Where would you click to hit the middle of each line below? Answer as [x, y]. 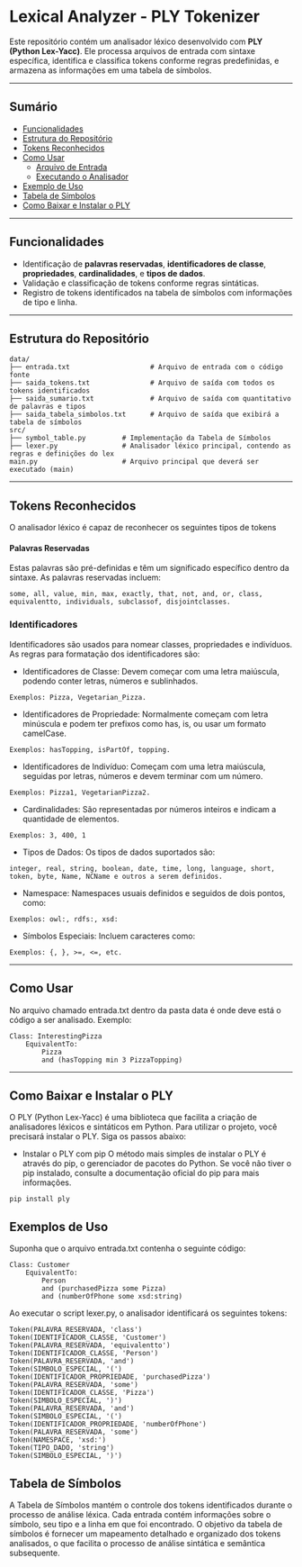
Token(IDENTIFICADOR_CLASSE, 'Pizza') [82, 1393]
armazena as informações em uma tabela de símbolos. [111, 70]
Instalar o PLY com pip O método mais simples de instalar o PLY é [144, 1154]
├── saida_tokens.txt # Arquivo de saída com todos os [142, 383]
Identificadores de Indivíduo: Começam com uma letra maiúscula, [144, 766]
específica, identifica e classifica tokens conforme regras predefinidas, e [144, 60]
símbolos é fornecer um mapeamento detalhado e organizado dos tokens [145, 1534]
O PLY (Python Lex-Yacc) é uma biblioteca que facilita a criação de [133, 1118]
